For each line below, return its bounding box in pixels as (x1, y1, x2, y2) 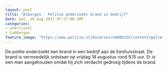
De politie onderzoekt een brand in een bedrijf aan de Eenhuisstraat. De (5, 48, 153, 55)
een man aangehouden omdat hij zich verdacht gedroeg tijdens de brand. (5, 59, 156, 65)
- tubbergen (5, 30, 30, 35)
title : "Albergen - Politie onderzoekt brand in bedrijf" (5, 12, 128, 17)
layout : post (5, 7, 32, 12)
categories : (5, 21, 30, 26)
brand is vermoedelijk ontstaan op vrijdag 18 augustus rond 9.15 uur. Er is (5, 54, 156, 60)
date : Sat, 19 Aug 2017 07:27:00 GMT (5, 16, 84, 21)
